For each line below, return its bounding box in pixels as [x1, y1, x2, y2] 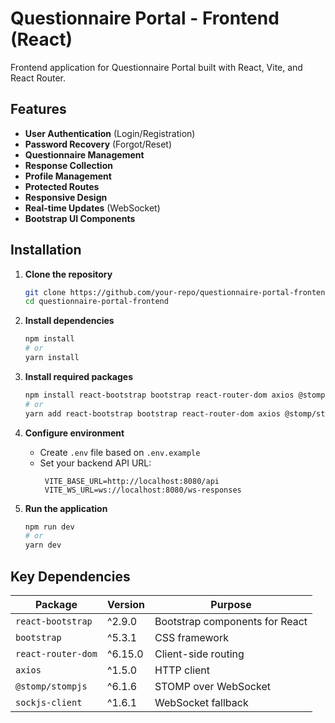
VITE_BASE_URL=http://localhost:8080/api [44, 476, 220, 486]
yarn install [24, 353, 80, 363]
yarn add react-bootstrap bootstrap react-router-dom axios [24, 408, 281, 419]
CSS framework [154, 631, 229, 644]
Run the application [24, 502, 108, 514]
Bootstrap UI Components [24, 212, 136, 224]
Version [106, 598, 146, 611]
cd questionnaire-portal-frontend [24, 297, 169, 307]
